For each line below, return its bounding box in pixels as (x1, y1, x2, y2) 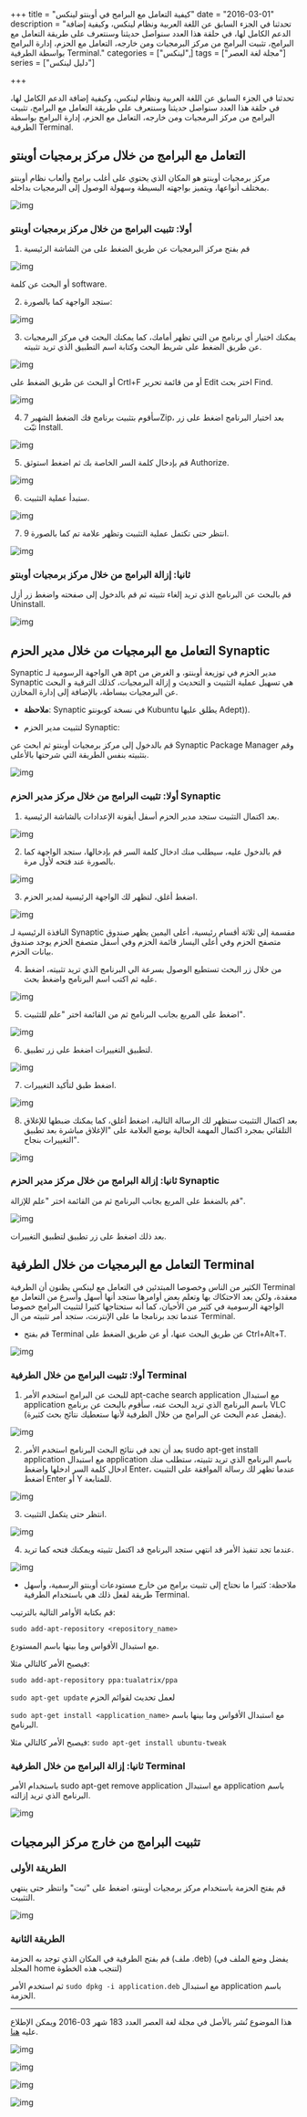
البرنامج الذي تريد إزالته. (10, 1790, 91, 1801)
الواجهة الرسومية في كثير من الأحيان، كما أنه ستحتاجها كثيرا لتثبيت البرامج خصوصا (10, 1301, 284, 1312)
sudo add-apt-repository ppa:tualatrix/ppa (10, 1675, 179, 1684)
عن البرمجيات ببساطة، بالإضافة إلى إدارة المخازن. (10, 686, 179, 697)
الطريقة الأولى (10, 1861, 67, 1874)
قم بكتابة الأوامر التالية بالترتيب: (10, 1607, 116, 1618)
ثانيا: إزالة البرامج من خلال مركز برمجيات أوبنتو (10, 569, 190, 582)
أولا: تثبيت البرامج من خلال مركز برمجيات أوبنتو (10, 222, 192, 235)
